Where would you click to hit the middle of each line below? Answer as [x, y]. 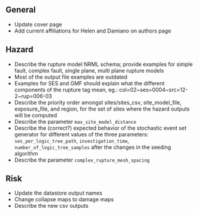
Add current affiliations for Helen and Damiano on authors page [93, 31]
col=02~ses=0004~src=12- [153, 89]
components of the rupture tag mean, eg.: [66, 89]
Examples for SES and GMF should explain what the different [89, 83]
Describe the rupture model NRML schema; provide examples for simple [103, 64]
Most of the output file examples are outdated [71, 77]
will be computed [36, 115]
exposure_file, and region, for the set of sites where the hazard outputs [102, 109]
